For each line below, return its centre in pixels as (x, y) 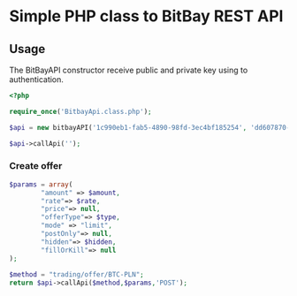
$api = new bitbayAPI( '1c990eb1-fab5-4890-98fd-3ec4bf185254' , (128, 127)
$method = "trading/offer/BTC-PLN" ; (76, 275)
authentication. (37, 80)
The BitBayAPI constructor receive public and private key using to (129, 70)
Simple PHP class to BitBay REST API (146, 16)
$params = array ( (41, 184)
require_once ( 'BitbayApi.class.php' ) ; (80, 111)
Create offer (36, 166)
